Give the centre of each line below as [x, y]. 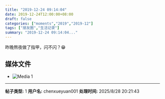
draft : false [18, 19]
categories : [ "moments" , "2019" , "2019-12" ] [49, 23]
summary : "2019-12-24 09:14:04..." [41, 33]
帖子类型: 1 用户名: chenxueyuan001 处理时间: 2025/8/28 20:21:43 [72, 91]
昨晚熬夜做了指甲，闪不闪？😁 [35, 47]
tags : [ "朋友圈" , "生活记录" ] [32, 28]
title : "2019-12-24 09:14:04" [36, 10]
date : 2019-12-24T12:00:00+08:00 [39, 14]
